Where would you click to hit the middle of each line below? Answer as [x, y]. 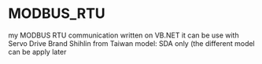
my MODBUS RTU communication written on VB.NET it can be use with [124, 35]
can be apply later [37, 52]
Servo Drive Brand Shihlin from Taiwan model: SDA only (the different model [132, 43]
